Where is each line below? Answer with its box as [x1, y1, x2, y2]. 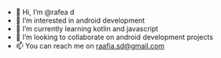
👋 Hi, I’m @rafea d [15, 8, 75, 16]
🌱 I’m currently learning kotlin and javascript [15, 24, 159, 33]
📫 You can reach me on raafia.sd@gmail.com [15, 42, 165, 50]
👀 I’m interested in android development [15, 16, 145, 25]
